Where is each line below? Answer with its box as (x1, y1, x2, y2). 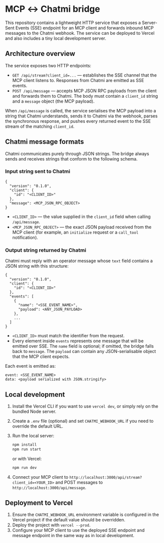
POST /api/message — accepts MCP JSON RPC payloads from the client (12, 87, 157, 94)
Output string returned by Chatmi (5, 246, 86, 253)
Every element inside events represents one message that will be (12, 338, 144, 344)
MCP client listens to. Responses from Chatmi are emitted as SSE (12, 77, 144, 83)
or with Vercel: (12, 456, 42, 462)
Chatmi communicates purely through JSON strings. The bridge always (5, 151, 149, 157)
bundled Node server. (12, 408, 56, 414)
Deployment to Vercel (5, 498, 73, 507)
